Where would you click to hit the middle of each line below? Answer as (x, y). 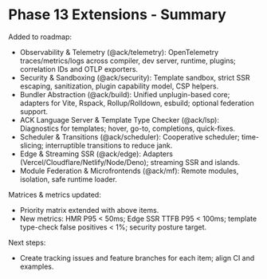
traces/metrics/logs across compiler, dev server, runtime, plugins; (128, 61)
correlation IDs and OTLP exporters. (79, 69)
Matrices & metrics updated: (55, 195)
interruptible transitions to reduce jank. (109, 145)
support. (34, 111)
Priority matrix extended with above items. (89, 210)
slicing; (31, 145)
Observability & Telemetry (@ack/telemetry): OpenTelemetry (119, 52)
